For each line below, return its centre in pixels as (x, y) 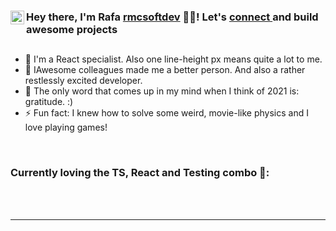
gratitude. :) (49, 102)
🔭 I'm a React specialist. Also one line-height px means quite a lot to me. (173, 59)
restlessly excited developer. (83, 81)
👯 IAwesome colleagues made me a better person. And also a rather (165, 70)
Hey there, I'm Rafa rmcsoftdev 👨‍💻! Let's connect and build (172, 17)
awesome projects (72, 29)
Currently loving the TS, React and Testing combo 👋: (140, 173)
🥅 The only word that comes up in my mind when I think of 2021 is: (162, 91)
